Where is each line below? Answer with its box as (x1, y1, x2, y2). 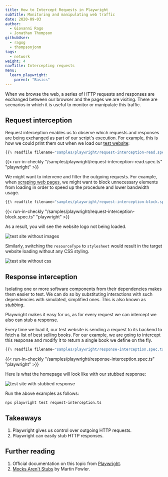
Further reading (5, 447, 55, 456)
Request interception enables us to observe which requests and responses (5, 129, 159, 135)
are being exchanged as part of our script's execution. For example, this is (5, 135, 158, 141)
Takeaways (5, 414, 41, 422)
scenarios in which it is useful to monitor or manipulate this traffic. (5, 101, 141, 108)
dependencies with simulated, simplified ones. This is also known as (5, 297, 146, 303)
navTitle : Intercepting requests (5, 63, 75, 68)
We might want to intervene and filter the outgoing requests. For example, (5, 174, 157, 180)
